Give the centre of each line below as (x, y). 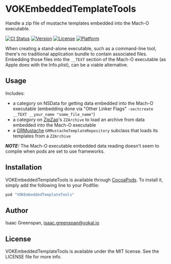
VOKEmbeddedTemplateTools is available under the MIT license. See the (82, 251)
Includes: (15, 93)
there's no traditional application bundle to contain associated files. (76, 54)
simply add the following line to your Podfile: (52, 185)
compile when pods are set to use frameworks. (55, 151)
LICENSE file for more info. (34, 257)
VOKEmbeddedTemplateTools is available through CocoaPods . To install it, (84, 179)
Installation (24, 167)
